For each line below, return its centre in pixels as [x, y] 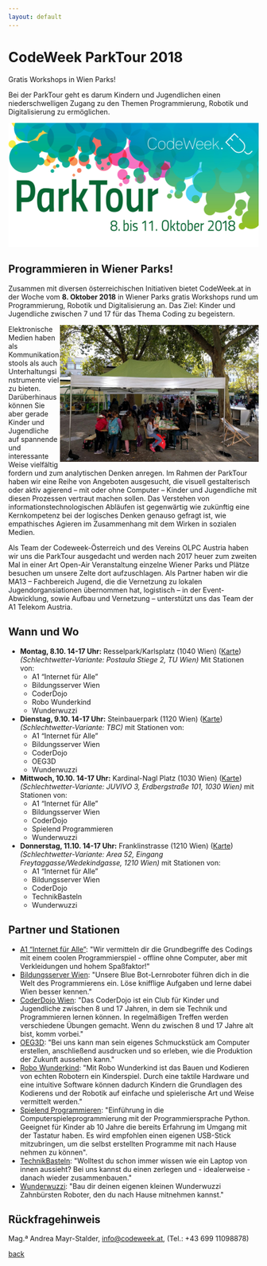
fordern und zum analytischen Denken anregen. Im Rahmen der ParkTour [128, 473]
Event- [213, 590]
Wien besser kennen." [56, 991]
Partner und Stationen [64, 930]
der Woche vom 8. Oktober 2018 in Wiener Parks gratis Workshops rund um [133, 297]
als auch [44, 363]
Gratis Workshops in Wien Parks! [62, 79]
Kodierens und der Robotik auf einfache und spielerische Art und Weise [137, 1093]
